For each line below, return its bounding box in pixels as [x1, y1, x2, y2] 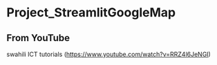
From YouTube [6, 32, 70, 44]
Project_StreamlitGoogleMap [6, 5, 176, 21]
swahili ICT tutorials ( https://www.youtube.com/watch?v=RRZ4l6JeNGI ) [6, 50, 211, 58]
